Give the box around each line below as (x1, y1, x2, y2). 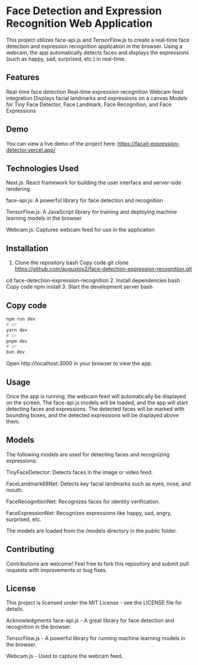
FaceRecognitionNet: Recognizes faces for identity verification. (6, 498, 160, 505)
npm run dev (6, 316, 35, 322)
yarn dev (6, 327, 28, 333)
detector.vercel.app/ (6, 146, 56, 154)
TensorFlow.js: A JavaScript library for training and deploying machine (6, 209, 177, 216)
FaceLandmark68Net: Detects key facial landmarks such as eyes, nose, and (6, 480, 191, 487)
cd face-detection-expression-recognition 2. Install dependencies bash (6, 277, 180, 284)
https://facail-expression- (117, 140, 180, 147)
